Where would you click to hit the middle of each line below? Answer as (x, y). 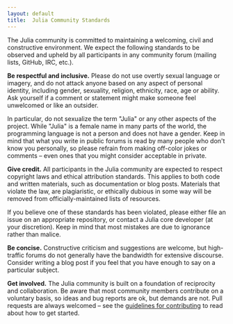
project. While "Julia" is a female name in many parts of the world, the (107, 126)
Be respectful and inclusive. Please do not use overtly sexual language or (114, 75)
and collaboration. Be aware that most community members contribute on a (115, 291)
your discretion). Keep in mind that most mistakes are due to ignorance (109, 227)
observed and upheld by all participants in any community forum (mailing (112, 55)
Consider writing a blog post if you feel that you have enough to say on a (111, 262)
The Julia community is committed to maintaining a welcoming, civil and (110, 40)
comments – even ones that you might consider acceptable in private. (107, 155)
